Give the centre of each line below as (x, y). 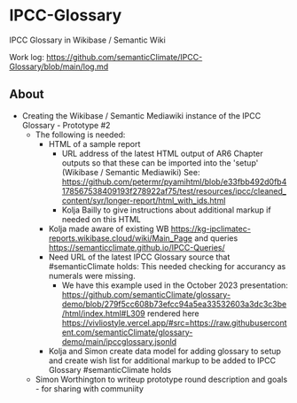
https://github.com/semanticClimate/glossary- (146, 294)
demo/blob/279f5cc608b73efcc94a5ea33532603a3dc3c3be (174, 304)
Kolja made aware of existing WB (109, 229)
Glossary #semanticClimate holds (110, 369)
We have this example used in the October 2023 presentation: (175, 285)
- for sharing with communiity (90, 388)
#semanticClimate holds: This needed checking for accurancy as (167, 266)
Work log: (27, 57)
